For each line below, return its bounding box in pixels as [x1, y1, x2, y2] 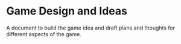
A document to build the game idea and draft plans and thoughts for [6, 24, 176, 31]
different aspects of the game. [6, 30, 81, 37]
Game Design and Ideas [6, 4, 128, 18]
